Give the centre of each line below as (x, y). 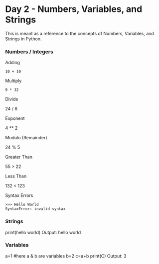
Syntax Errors (19, 195)
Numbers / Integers (29, 52)
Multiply (13, 81)
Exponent (15, 118)
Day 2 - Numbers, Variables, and (74, 9)
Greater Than (19, 157)
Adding (13, 63)
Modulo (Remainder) (26, 138)
